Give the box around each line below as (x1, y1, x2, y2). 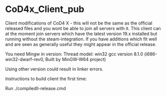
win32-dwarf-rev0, (5, 56, 44, 62)
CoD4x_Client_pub (5, 3, 84, 15)
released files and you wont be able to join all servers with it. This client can (5, 25, 161, 31)
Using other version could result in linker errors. (5, 66, 103, 72)
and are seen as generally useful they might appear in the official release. (5, 41, 156, 47)
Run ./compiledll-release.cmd (5, 85, 66, 91)
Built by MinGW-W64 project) (45, 56, 106, 62)
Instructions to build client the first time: (5, 75, 87, 81)
